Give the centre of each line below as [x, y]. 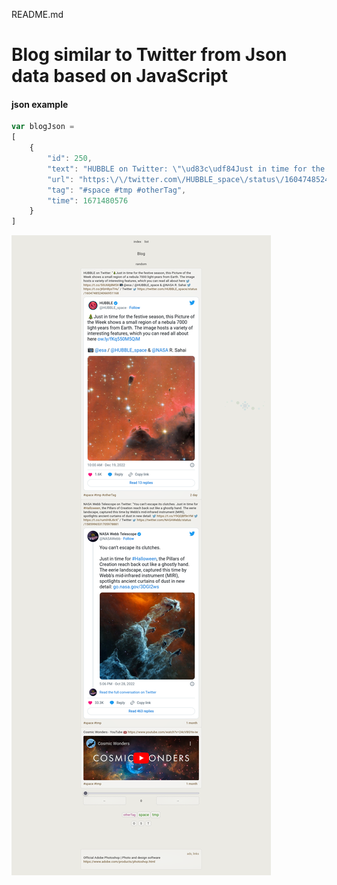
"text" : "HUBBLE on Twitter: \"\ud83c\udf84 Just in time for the [186, 169]
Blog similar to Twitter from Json [149, 55]
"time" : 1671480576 [88, 200]
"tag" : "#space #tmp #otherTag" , [117, 190]
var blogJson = [43, 127]
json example [40, 104]
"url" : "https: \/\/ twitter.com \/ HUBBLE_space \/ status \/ [166, 179]
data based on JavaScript [119, 76]
